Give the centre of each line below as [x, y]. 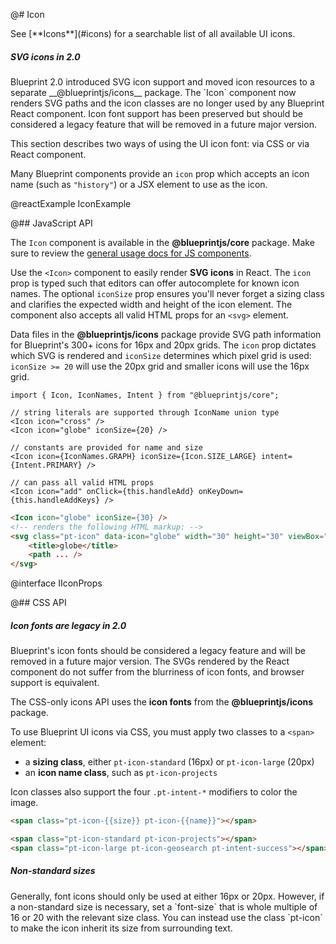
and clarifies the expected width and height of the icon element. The [151, 304]
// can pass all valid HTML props [82, 482]
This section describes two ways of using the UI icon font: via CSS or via [160, 143]
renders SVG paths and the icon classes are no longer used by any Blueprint [167, 103]
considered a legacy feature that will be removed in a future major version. [163, 124]
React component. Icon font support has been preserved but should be [156, 113]
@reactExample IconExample [71, 203]
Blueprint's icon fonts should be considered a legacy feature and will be [158, 651]
